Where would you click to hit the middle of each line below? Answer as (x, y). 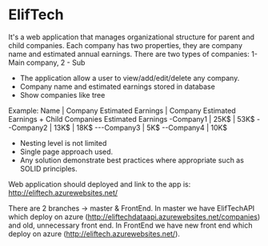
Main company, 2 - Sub (47, 63)
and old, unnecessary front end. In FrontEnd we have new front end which (130, 225)
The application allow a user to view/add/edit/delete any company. (130, 78)
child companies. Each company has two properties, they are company (125, 45)
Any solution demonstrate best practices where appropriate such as (132, 160)
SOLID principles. (48, 168)
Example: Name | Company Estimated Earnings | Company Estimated (122, 111)
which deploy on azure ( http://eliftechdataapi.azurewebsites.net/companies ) (134, 216)
